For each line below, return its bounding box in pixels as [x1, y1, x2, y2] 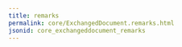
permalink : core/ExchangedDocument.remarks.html [8, 19, 175, 27]
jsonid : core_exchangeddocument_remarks [8, 26, 147, 34]
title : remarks [8, 11, 60, 20]
